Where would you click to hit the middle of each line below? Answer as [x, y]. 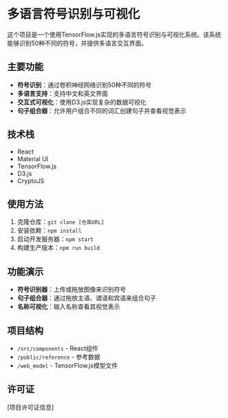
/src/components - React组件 [58, 348]
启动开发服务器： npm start [55, 239]
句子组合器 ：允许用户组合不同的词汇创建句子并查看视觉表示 [102, 110]
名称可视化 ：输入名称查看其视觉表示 [69, 306]
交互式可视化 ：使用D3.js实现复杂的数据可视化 [82, 102]
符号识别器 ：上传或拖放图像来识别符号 [71, 289]
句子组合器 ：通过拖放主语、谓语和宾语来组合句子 [86, 298]
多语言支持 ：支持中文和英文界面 [62, 93]
